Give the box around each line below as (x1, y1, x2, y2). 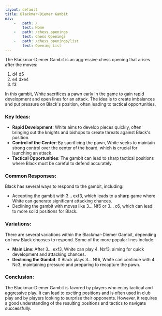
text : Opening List (22, 43, 62, 48)
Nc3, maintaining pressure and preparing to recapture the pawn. (12, 262, 141, 267)
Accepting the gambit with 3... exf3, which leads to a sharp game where (12, 193, 156, 199)
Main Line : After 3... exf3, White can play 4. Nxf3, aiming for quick (12, 246, 144, 252)
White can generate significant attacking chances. (12, 198, 113, 204)
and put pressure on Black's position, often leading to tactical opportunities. (5, 101, 156, 107)
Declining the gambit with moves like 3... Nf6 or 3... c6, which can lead (12, 203, 153, 209)
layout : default (5, 7, 38, 12)
